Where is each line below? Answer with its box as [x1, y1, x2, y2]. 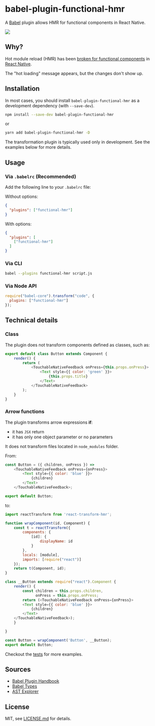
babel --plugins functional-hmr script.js [5, 271, 92, 276]
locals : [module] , [22, 552, 60, 557]
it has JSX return [12, 429, 45, 434]
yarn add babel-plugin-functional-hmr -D [5, 130, 90, 135]
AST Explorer [12, 688, 39, 694]
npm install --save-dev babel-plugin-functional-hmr [5, 112, 114, 117]
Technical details [5, 316, 58, 325]
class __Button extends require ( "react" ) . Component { [5, 579, 117, 585]
